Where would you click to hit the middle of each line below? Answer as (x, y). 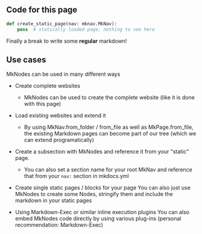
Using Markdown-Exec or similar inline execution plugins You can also (102, 212)
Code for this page (42, 10)
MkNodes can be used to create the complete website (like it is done (109, 97)
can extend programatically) (59, 140)
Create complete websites (47, 86)
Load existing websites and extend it (61, 115)
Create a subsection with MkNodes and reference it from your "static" (102, 152)
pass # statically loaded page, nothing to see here (86, 29)
